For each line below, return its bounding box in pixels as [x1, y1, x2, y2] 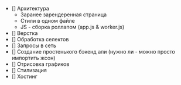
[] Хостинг [11, 73, 37, 80]
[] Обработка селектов [11, 36, 69, 42]
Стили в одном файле [20, 17, 75, 24]
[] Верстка [11, 30, 38, 37]
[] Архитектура [11, 5, 50, 12]
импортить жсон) [11, 55, 56, 61]
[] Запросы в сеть [11, 42, 57, 49]
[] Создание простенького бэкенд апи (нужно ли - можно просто [11, 48, 176, 55]
